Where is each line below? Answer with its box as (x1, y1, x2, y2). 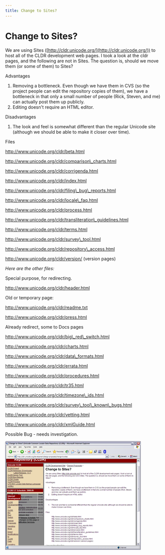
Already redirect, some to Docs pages (5, 324, 84, 330)
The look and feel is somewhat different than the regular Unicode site (12, 123, 156, 129)
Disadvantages (5, 114, 36, 120)
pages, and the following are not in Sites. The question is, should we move (5, 58, 159, 64)
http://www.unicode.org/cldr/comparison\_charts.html (5, 158, 117, 164)
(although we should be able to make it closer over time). (12, 129, 130, 135)
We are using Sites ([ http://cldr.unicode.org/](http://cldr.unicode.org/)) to (5, 47, 156, 53)
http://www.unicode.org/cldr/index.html (5, 178, 87, 184)
